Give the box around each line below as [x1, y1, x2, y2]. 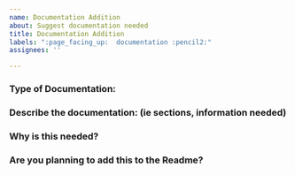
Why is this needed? [9, 130, 99, 142]
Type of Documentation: [9, 83, 117, 95]
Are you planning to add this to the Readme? [9, 154, 204, 166]
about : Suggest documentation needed [9, 21, 149, 30]
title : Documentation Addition [9, 29, 125, 38]
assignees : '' [9, 46, 62, 55]
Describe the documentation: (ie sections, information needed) [9, 106, 287, 118]
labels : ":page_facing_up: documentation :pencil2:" [9, 37, 213, 47]
